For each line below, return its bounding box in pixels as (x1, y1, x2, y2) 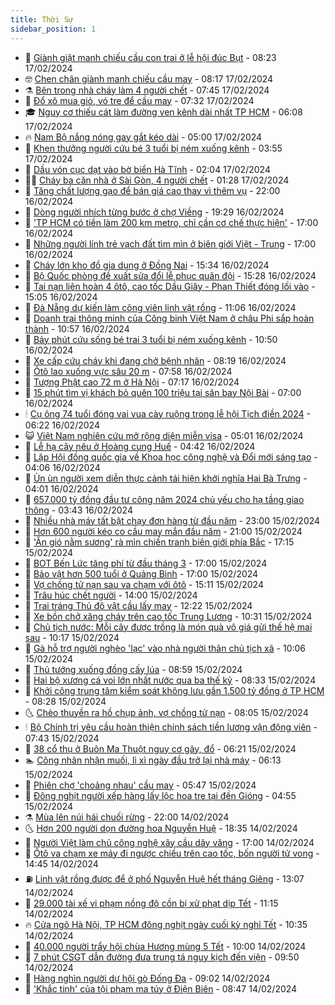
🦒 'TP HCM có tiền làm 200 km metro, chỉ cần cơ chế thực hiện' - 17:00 (24, 216, 319, 228)
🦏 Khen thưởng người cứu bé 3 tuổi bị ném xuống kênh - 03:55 (24, 142, 283, 154)
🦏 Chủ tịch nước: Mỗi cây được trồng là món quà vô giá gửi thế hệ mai (24, 621, 313, 633)
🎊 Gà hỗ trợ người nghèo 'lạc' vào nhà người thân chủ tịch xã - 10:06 (24, 642, 307, 654)
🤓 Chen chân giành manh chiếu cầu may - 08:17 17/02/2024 (24, 72, 274, 85)
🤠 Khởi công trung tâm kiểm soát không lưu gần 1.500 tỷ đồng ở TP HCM (24, 684, 325, 696)
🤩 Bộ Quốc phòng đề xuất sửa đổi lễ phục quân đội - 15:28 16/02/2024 (24, 269, 317, 281)
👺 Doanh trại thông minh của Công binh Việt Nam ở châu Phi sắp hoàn (24, 312, 315, 324)
